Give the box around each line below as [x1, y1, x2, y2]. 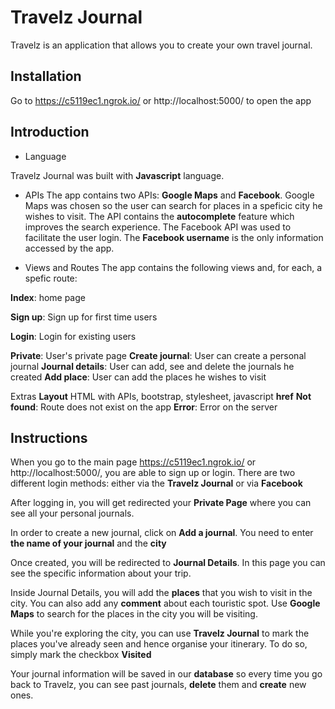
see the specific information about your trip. [10, 567, 192, 580]
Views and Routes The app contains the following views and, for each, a [24, 261, 323, 273]
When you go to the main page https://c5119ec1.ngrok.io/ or [10, 456, 257, 468]
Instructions [10, 429, 88, 446]
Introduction [10, 124, 90, 141]
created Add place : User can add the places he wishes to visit [10, 371, 267, 383]
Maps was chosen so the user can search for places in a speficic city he [24, 199, 323, 211]
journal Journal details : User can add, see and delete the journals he [10, 360, 295, 372]
